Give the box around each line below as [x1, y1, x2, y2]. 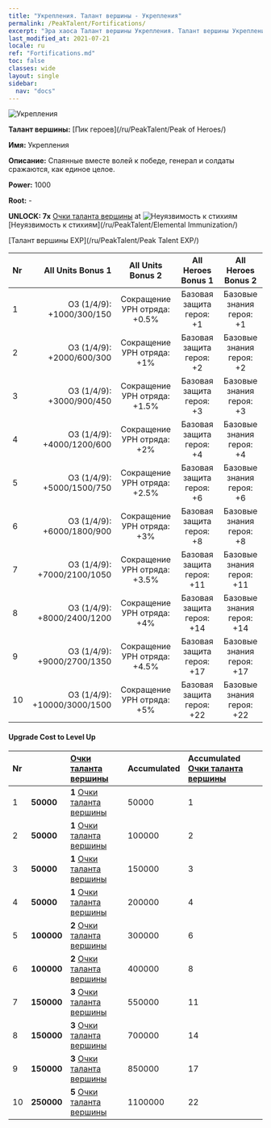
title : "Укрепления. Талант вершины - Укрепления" [8, 11, 182, 20]
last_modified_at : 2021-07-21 [8, 34, 110, 43]
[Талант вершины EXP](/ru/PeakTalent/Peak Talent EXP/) [8, 236, 199, 245]
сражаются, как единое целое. [8, 165, 115, 174]
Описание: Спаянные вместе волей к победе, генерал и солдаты [8, 156, 236, 166]
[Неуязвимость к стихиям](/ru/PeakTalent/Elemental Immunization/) [8, 220, 238, 230]
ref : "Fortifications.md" [8, 49, 95, 57]
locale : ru [8, 42, 45, 50]
